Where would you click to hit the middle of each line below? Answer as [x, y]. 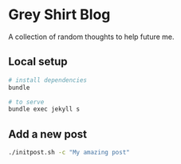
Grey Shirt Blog [59, 15]
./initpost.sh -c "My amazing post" [69, 153]
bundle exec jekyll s [44, 109]
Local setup [38, 62]
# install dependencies [48, 80]
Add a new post [48, 134]
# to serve [26, 102]
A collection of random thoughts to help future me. [91, 37]
